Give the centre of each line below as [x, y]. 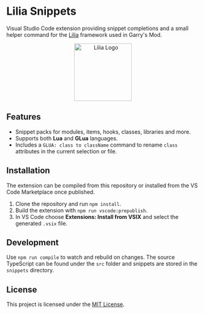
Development [33, 243]
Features [24, 117]
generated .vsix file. [41, 223]
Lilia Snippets [41, 11]
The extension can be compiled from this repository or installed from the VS [102, 185]
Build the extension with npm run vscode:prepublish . [81, 210]
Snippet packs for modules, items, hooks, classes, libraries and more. [103, 132]
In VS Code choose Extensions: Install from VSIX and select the [97, 216]
